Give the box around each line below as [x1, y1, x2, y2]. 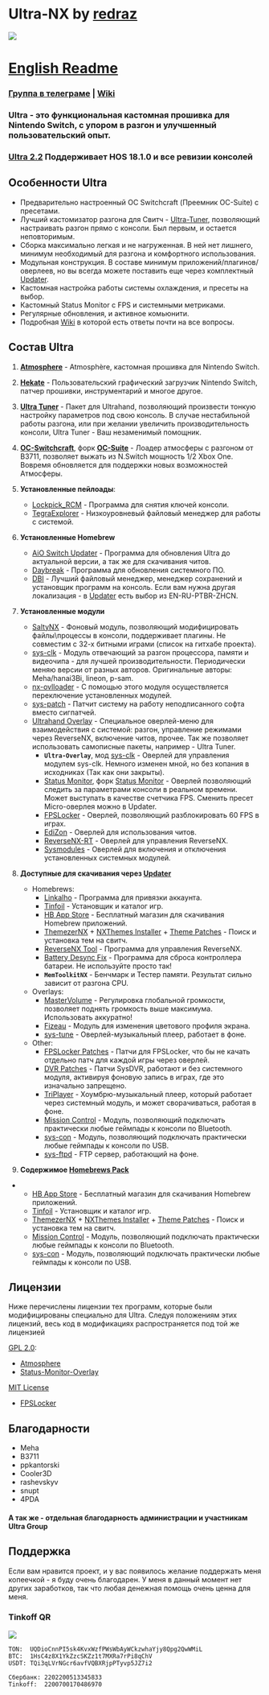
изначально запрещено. [43, 1080, 127, 1091]
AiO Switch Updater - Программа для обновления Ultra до [31, 548, 230, 558]
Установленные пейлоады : [19, 484, 116, 493]
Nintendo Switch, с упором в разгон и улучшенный [8, 119, 217, 130]
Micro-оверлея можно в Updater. [43, 802, 157, 811]
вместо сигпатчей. [31, 707, 96, 717]
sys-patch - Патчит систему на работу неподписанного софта [31, 699, 245, 708]
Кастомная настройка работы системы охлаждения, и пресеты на [19, 282, 249, 292]
